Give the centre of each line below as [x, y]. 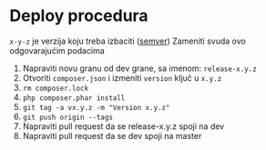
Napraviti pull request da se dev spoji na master [112, 135]
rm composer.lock [56, 88]
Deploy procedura [79, 16]
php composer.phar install [74, 98]
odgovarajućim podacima [57, 50]
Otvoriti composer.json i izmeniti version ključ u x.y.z [122, 77]
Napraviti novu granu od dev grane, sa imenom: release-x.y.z [139, 68]
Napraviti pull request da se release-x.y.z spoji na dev [123, 126]
